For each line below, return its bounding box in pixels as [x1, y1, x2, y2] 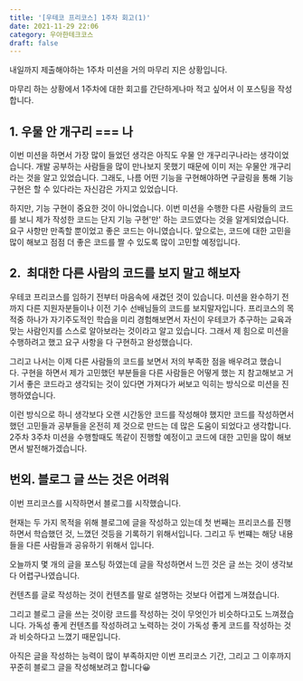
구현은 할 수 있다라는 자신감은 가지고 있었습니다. [9, 184, 179, 194]
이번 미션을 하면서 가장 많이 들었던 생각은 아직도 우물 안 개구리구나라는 [9, 150, 258, 161]
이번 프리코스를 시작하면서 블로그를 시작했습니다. [9, 497, 182, 508]
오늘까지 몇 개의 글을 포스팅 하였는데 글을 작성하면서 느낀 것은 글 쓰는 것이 [9, 558, 270, 570]
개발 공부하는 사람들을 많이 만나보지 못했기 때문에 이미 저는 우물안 [35, 161, 268, 172]
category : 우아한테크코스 [9, 30, 94, 39]
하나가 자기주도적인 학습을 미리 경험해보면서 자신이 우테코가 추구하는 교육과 [25, 314, 292, 325]
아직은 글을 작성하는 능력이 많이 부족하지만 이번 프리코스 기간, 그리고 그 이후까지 [9, 650, 292, 661]
